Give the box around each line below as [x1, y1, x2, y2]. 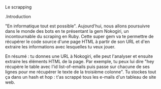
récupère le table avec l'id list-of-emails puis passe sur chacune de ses [5, 64, 150, 69]
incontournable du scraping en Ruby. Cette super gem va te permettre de [5, 34, 154, 39]
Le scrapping [5, 4, 32, 10]
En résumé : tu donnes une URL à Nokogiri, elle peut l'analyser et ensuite [5, 53, 153, 59]
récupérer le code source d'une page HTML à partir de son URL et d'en [5, 39, 150, 44]
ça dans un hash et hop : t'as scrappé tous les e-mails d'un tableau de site [5, 74, 157, 80]
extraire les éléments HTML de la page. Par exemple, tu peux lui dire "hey [5, 59, 154, 64]
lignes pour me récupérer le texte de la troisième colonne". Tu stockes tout [5, 69, 157, 75]
